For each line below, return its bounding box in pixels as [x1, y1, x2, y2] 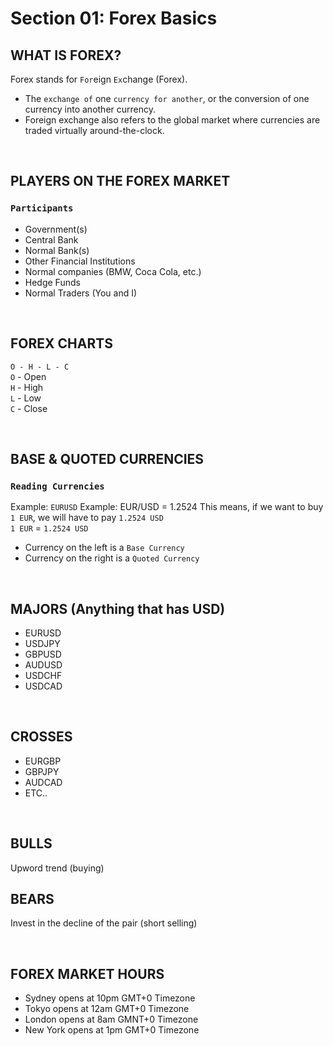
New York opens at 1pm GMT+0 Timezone [24, 1024, 200, 1036]
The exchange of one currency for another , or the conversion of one [24, 93, 310, 104]
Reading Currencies [10, 480, 105, 492]
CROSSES [10, 728, 73, 746]
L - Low [10, 392, 42, 404]
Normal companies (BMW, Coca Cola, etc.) [24, 265, 202, 277]
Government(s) [24, 223, 88, 235]
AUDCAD [24, 776, 63, 788]
